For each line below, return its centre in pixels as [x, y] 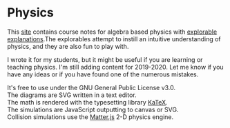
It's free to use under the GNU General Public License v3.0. [92, 87]
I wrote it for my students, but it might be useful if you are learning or [105, 59]
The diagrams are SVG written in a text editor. [72, 95]
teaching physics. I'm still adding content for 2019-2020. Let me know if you [115, 67]
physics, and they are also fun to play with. [68, 46]
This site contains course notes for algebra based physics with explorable [112, 32]
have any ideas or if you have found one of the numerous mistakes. [103, 74]
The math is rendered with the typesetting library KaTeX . [87, 102]
